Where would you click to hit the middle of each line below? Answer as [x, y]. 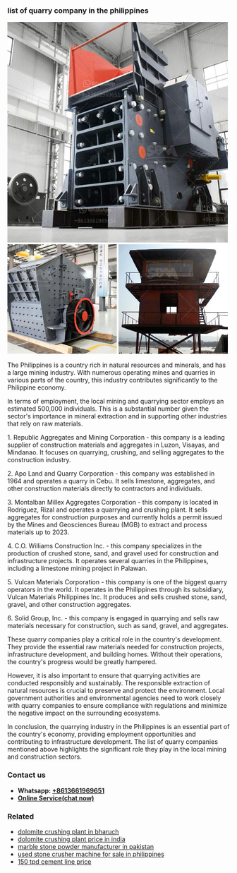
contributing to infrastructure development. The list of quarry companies [113, 742]
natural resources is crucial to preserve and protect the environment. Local [116, 691]
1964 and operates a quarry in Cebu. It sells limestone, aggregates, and [111, 481]
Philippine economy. [37, 387]
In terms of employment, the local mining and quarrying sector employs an [116, 402]
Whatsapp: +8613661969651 [61, 790]
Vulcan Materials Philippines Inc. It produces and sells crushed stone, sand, [117, 597]
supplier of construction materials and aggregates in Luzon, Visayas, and [114, 445]
